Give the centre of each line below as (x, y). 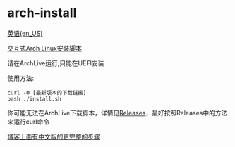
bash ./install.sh (34, 99)
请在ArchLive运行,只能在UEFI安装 (56, 63)
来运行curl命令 (29, 122)
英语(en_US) (25, 33)
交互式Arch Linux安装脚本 (45, 48)
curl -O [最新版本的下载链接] (47, 93)
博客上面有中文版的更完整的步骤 (54, 136)
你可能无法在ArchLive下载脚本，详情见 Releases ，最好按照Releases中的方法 (117, 113)
